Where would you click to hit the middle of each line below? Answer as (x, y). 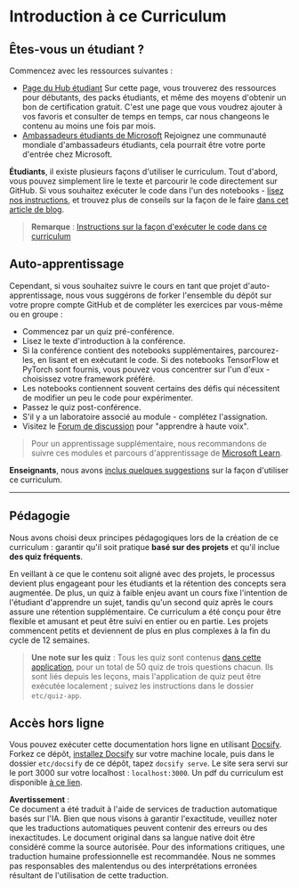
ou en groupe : (36, 314)
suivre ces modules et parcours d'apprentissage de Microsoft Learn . (157, 453)
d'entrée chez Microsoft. (67, 154)
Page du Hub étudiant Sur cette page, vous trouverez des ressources (149, 88)
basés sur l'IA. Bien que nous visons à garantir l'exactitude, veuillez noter (143, 818)
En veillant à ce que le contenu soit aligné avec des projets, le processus (142, 573)
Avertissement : (39, 800)
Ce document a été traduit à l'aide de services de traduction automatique (143, 810)
